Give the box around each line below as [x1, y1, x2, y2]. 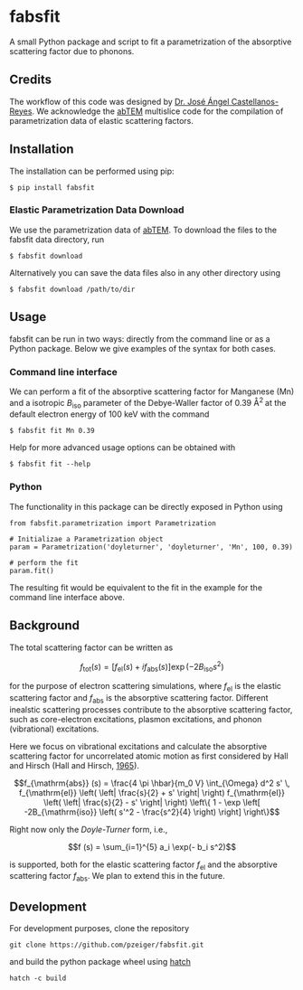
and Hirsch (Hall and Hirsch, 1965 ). [9, 759, 140, 770]
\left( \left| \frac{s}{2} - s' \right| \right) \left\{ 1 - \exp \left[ [43, 797, 260, 807]
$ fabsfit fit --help [9, 459, 91, 469]
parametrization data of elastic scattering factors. [9, 115, 194, 126]
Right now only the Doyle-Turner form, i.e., [9, 824, 168, 834]
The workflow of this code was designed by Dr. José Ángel [9, 96, 230, 107]
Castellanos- [231, 96, 279, 107]
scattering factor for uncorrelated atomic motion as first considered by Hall [9, 750, 289, 761]
